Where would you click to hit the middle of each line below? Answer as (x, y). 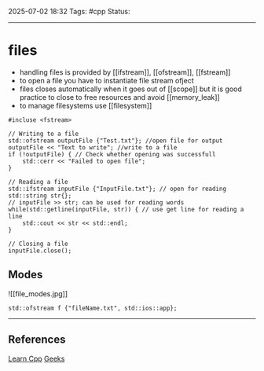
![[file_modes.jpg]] (38, 293)
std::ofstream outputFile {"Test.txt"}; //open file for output (115, 141)
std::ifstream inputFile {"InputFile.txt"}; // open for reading (117, 189)
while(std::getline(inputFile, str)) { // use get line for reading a (126, 209)
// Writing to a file (44, 134)
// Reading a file (38, 182)
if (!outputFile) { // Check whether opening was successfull (112, 154)
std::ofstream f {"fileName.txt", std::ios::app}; (93, 308)
